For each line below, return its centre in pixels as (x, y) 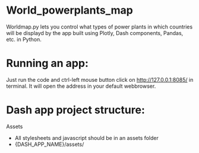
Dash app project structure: (76, 110)
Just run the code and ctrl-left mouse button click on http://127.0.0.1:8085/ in (100, 79)
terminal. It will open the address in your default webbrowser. (81, 86)
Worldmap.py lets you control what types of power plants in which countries (99, 27)
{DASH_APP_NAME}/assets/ (49, 144)
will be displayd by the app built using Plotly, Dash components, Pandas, (95, 33)
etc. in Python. (24, 39)
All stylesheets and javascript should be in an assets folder (87, 138)
